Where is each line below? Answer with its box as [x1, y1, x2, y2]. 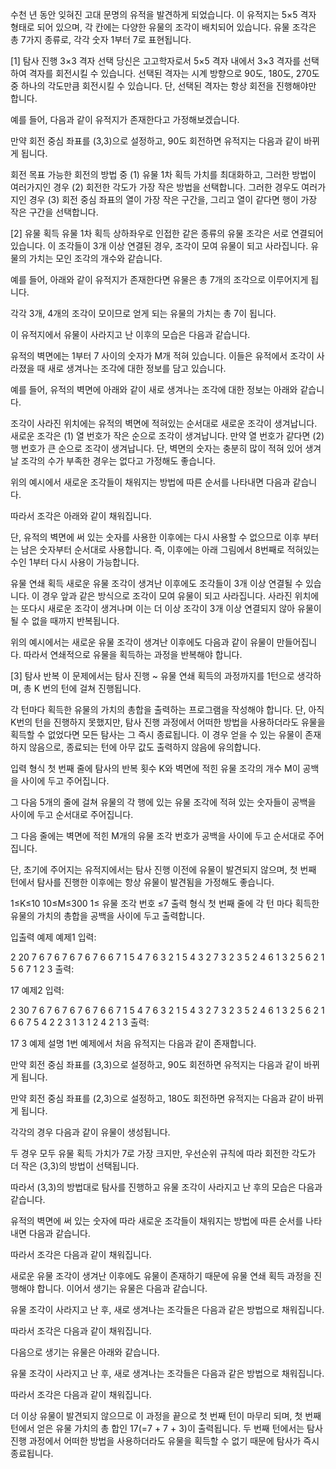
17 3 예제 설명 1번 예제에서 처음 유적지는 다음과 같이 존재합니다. [10, 1038, 257, 1049]
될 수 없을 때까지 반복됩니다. [10, 615, 120, 627]
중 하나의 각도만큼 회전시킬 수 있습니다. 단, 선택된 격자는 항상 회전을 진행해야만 [10, 80, 317, 92]
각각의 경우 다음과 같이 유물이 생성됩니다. [10, 1126, 171, 1138]
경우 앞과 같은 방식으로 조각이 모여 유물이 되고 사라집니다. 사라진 [41, 590, 293, 602]
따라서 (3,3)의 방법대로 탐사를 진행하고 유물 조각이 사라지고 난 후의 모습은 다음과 [10, 1181, 323, 1193]
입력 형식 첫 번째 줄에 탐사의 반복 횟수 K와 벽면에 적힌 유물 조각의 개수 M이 [10, 763, 301, 774]
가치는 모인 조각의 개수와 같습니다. [28, 253, 163, 264]
